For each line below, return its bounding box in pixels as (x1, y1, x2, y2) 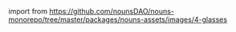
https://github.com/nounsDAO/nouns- (49, 7, 175, 16)
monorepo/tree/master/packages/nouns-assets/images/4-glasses (8, 15, 227, 24)
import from (8, 7, 48, 16)
